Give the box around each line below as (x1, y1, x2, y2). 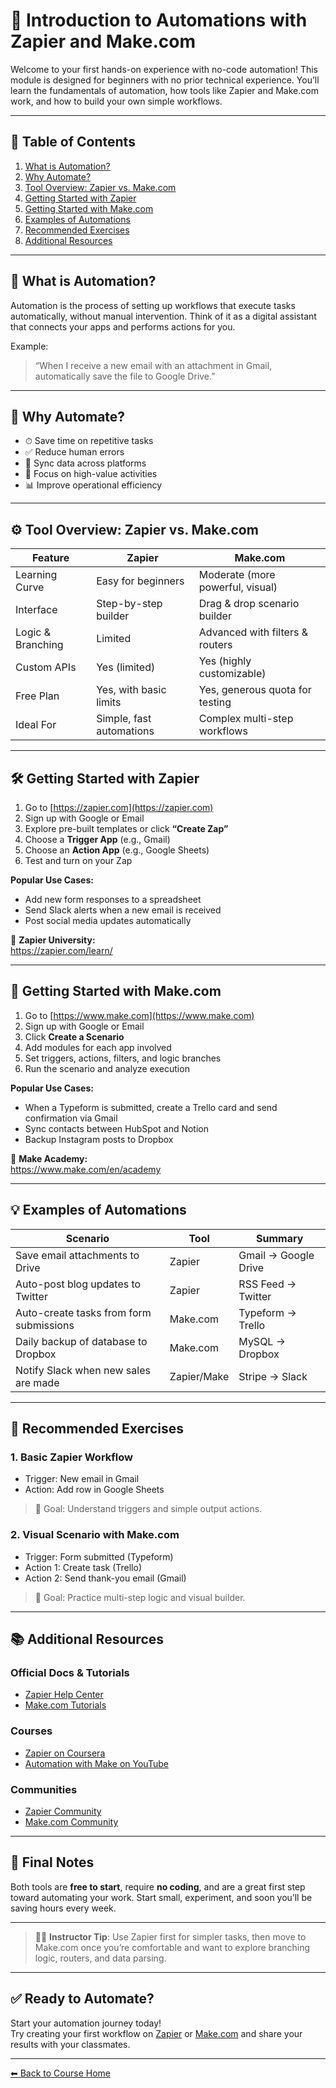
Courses (10, 1724, 53, 1738)
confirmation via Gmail (24, 1112, 118, 1124)
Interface (15, 603, 58, 617)
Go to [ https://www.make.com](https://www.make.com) (24, 1009, 255, 1021)
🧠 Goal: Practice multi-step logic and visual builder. (34, 1591, 246, 1603)
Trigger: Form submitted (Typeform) (24, 1550, 174, 1563)
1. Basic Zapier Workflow (10, 1450, 133, 1464)
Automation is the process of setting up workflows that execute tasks (10, 299, 296, 311)
